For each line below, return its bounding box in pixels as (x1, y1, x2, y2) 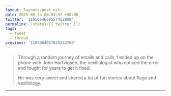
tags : (5, 26, 17, 31)
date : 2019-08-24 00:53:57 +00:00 (5, 12, 79, 17)
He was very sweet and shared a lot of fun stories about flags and (17, 74, 156, 81)
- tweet (10, 31, 26, 36)
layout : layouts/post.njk (5, 7, 60, 13)
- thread (10, 36, 28, 41)
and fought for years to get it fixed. (17, 65, 91, 71)
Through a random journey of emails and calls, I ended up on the (17, 54, 154, 60)
